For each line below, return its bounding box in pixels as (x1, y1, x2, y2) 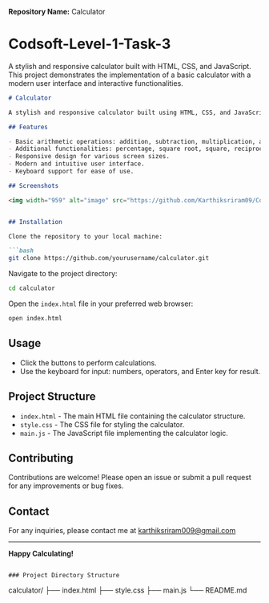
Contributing (8, 451, 74, 465)
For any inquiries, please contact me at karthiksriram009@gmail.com (8, 526, 236, 536)
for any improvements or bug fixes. (8, 481, 124, 491)
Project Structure (8, 389, 96, 404)
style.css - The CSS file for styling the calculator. (19, 419, 185, 429)
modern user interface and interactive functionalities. (8, 78, 184, 88)
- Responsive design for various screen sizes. (8, 153, 171, 161)
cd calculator (8, 284, 56, 292)
